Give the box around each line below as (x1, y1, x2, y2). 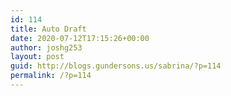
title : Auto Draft (10, 24, 87, 34)
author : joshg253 (10, 42, 83, 53)
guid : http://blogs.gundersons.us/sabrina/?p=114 (10, 61, 222, 71)
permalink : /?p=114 (10, 71, 92, 81)
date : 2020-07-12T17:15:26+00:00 (10, 33, 150, 43)
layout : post (10, 52, 65, 62)
